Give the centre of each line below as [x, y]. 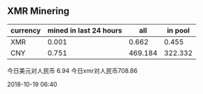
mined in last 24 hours [85, 30]
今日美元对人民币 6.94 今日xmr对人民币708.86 [72, 70]
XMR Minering [38, 11]
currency [26, 30]
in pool [178, 30]
